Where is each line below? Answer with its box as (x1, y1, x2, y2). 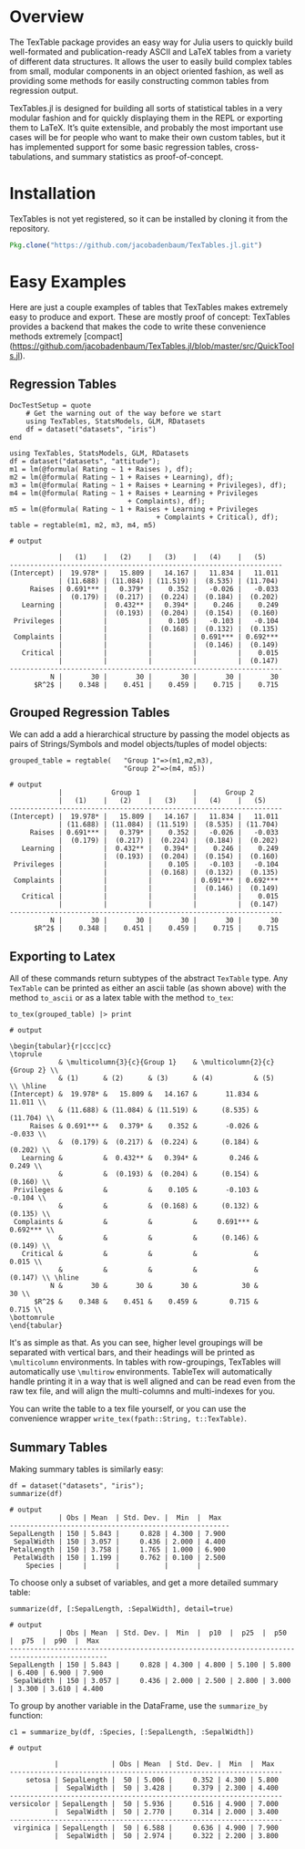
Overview (9, 6, 85, 27)
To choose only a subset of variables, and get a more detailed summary (9, 1576, 279, 1588)
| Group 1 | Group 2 (57, 788, 255, 797)
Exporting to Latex (9, 949, 116, 964)
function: (9, 1709, 44, 1720)
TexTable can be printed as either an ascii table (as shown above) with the (9, 982, 287, 993)
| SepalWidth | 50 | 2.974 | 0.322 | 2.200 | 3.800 (54, 1831, 280, 1840)
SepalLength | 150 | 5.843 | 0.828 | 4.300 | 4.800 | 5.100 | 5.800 (9, 1660, 291, 1669)
